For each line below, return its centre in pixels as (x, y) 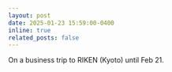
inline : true (30, 30)
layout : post (30, 15)
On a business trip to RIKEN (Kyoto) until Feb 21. (86, 60)
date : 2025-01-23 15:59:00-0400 (61, 23)
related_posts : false (44, 38)
